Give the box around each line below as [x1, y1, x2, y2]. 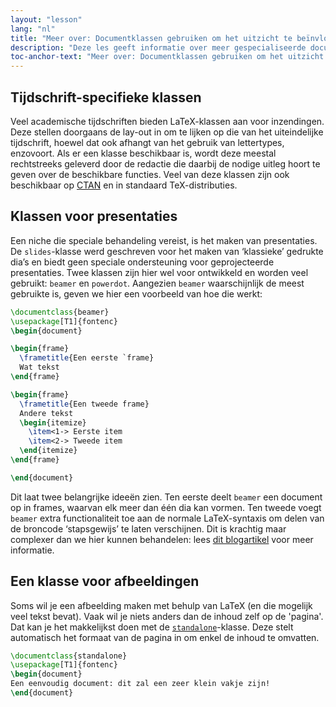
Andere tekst [19, 408, 74, 418]
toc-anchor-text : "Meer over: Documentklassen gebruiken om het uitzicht [10, 52, 325, 62]
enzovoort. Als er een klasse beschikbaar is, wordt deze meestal [10, 147, 277, 159]
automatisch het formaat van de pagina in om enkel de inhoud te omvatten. [10, 631, 320, 643]
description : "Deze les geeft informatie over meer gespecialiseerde [10, 42, 307, 53]
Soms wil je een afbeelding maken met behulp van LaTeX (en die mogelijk [10, 599, 313, 611]
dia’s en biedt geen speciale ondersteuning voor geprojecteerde [10, 256, 275, 268]
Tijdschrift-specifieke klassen [10, 89, 202, 106]
